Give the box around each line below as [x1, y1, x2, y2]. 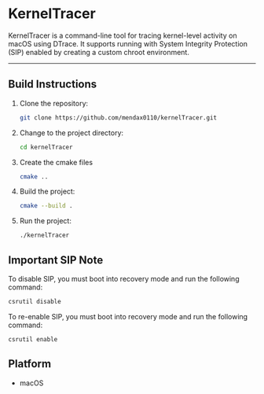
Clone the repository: [19, 98, 89, 108]
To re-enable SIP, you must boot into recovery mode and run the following [8, 311, 248, 321]
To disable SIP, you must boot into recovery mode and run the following [8, 274, 240, 283]
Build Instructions [8, 78, 97, 91]
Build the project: [19, 186, 75, 197]
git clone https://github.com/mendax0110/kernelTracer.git [19, 113, 218, 122]
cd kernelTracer [19, 143, 73, 151]
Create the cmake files [19, 157, 93, 167]
